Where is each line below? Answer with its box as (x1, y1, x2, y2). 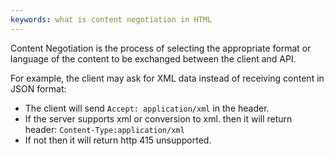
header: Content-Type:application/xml (24, 123, 185, 135)
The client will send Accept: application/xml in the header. (24, 102, 270, 114)
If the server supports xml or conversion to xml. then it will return (24, 112, 293, 125)
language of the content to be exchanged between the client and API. (10, 52, 297, 65)
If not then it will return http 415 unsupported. (24, 134, 212, 146)
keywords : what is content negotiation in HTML (10, 14, 213, 25)
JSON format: (10, 82, 67, 95)
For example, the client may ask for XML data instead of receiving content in (10, 72, 325, 84)
